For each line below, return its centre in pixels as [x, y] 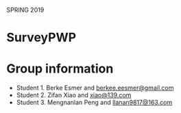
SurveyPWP [41, 38]
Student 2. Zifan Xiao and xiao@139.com [74, 95]
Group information [60, 69]
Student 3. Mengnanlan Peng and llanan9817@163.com [94, 103]
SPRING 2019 [25, 10]
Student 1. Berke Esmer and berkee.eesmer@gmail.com [95, 88]
